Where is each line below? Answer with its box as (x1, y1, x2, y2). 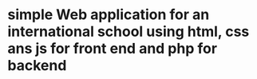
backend (7, 57, 67, 75)
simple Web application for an (7, 6, 210, 24)
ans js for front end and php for (7, 40, 217, 57)
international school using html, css (7, 22, 250, 41)
